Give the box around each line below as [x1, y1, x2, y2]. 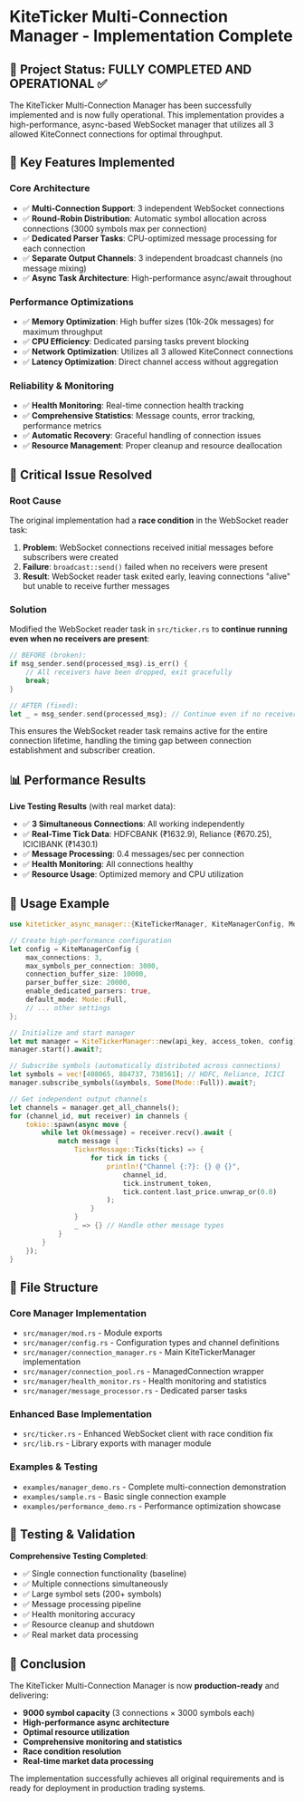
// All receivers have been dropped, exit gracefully [25, 668, 233, 677]
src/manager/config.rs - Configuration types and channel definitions [22, 1337, 280, 1348]
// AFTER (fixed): [9, 700, 79, 710]
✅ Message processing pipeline [22, 1599, 142, 1610]
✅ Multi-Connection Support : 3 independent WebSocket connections [22, 202, 285, 214]
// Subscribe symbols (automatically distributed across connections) [9, 1062, 281, 1071]
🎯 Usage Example [9, 895, 110, 911]
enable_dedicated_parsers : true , [25, 987, 152, 996]
